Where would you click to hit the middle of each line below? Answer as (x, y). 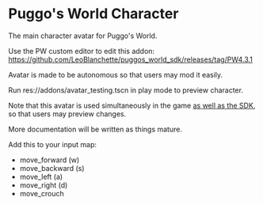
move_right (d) (44, 185)
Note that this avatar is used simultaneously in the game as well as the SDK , (132, 105)
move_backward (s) (52, 168)
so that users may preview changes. (67, 114)
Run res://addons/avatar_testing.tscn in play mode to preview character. (126, 90)
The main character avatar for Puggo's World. (83, 36)
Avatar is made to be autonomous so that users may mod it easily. (116, 74)
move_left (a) (41, 177)
